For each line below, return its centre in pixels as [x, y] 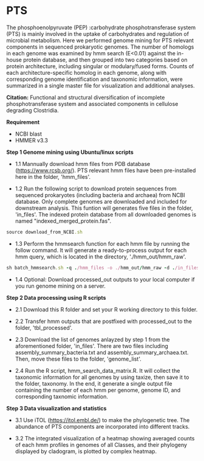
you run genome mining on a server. [60, 286]
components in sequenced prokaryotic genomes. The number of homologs [100, 47]
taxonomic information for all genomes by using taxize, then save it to [102, 377]
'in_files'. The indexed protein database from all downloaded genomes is [106, 214]
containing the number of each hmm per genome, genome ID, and [98, 390]
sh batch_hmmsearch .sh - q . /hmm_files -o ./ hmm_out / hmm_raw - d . [90, 268]
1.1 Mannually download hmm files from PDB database [83, 164]
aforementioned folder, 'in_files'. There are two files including [92, 346]
